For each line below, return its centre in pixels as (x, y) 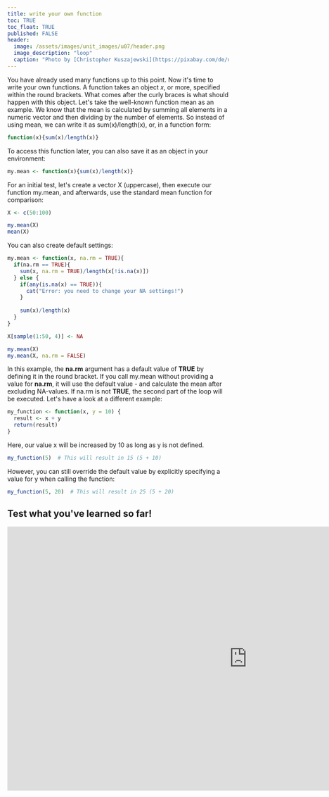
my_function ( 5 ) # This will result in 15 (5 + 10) (84, 458)
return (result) (36, 425)
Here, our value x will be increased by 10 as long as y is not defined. (106, 445)
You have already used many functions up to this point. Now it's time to (110, 80)
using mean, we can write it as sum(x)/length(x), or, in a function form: (109, 125)
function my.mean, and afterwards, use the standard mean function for (110, 192)
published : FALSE (33, 33)
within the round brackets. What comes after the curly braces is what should (118, 94)
